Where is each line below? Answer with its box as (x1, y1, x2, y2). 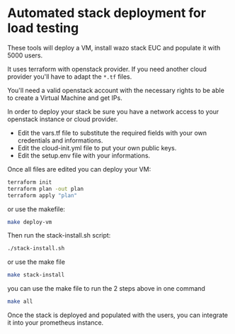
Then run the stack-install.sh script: (7, 231, 111, 240)
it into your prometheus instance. (7, 318, 104, 327)
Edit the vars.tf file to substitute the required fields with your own (17, 128, 207, 137)
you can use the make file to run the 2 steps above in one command (7, 284, 205, 293)
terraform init (7, 179, 52, 186)
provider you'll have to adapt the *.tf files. (7, 72, 132, 81)
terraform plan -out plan (7, 185, 84, 192)
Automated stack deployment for (7, 5, 207, 21)
